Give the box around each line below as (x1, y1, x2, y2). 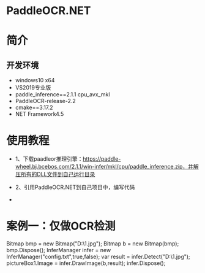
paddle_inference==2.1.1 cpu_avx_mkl (15, 91, 110, 98)
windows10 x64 (15, 77, 55, 84)
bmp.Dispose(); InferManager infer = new (6, 247, 111, 254)
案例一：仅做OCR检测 (6, 219, 116, 233)
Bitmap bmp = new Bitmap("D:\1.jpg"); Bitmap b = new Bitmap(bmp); (6, 240, 179, 247)
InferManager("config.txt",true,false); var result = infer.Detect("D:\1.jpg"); (6, 253, 191, 261)
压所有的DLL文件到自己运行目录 (15, 171, 95, 178)
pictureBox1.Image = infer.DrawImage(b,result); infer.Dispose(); (6, 260, 166, 267)
